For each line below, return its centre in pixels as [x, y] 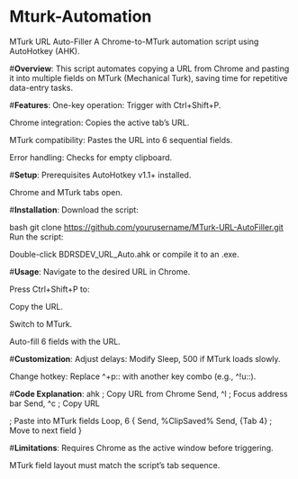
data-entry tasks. [41, 87]
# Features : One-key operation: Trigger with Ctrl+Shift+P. [115, 104]
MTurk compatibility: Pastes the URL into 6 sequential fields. [121, 140]
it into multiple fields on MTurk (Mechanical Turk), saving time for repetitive [149, 77]
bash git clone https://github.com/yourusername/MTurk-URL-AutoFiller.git [146, 227]
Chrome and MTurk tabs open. [66, 192]
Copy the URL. [36, 306]
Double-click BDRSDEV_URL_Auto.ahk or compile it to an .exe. [125, 254]
